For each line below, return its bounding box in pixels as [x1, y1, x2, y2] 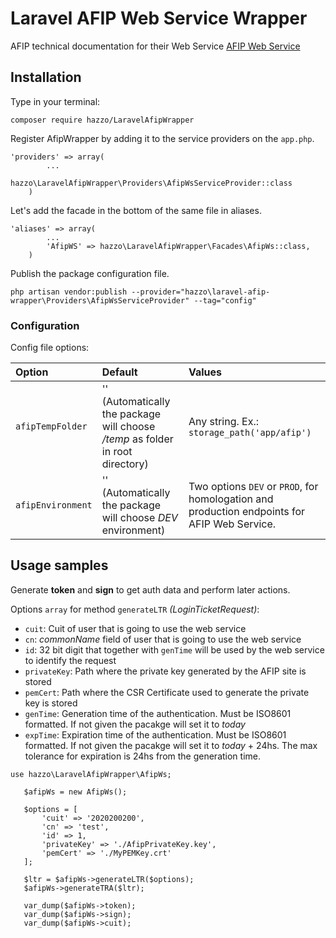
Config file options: [10, 342, 90, 354]
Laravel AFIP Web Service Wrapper [10, 7, 308, 30]
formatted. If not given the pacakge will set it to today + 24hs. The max [24, 739, 318, 751]
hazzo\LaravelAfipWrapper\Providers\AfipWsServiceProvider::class [10, 178, 293, 188]
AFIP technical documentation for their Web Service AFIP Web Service [10, 40, 301, 52]
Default [101, 365, 138, 379]
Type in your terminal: [10, 95, 101, 107]
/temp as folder [101, 432, 174, 446]
